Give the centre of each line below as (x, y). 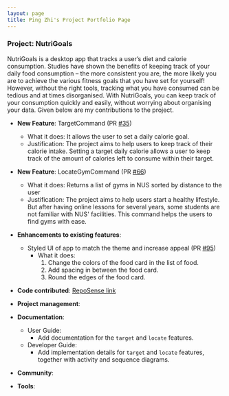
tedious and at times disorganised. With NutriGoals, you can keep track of (112, 95)
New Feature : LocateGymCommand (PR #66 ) (81, 172)
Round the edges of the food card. (97, 277)
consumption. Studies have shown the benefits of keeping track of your (108, 66)
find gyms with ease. (57, 221)
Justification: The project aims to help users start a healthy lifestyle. (123, 199)
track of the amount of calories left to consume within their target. (121, 158)
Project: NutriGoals (40, 44)
